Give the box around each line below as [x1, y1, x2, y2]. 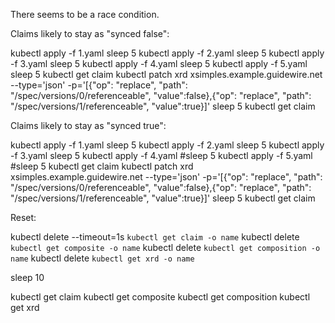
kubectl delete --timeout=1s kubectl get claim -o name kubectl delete [10, 231, 300, 243]
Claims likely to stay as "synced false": [10, 28, 170, 39]
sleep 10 [10, 272, 45, 283]
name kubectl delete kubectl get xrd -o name [10, 252, 195, 264]
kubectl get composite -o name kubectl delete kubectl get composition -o [10, 242, 321, 253]
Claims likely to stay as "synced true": [10, 120, 167, 131]
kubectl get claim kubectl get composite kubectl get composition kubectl [10, 291, 311, 303]
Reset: [10, 212, 37, 223]
